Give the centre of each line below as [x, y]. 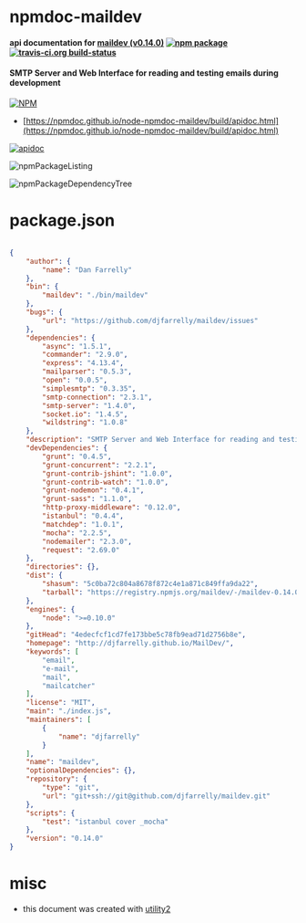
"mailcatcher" [69, 686]
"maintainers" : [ [59, 720]
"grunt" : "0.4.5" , [77, 456]
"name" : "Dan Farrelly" [87, 270]
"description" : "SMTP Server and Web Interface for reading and [150, 440]
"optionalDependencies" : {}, [81, 771]
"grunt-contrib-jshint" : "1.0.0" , [107, 473]
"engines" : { [51, 609]
